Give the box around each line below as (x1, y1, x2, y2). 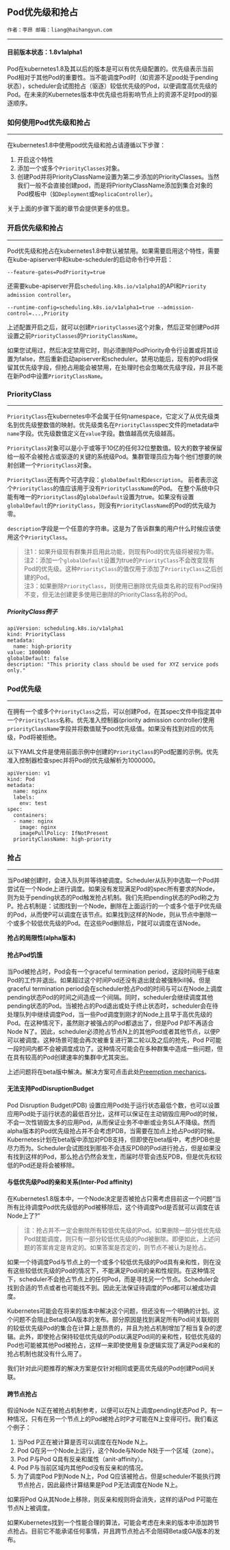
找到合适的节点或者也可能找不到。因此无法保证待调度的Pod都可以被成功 (7, 1284, 210, 1292)
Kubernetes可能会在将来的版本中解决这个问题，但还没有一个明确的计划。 (7, 1307, 214, 1315)
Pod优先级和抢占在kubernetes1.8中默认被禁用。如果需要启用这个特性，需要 (7, 246, 220, 255)
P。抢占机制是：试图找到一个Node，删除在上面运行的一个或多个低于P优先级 (7, 902, 222, 910)
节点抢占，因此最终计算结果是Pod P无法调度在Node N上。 (16, 1481, 181, 1489)
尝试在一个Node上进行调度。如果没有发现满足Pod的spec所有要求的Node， (7, 885, 219, 893)
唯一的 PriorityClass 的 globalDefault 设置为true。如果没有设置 (18, 492, 194, 500)
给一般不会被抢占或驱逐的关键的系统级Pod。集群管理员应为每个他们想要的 (7, 452, 216, 461)
